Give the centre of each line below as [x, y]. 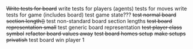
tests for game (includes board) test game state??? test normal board [91, 15]
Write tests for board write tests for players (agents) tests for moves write [96, 9]
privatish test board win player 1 [45, 40]
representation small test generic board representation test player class [94, 27]
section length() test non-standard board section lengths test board [89, 21]
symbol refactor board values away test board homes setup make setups [96, 34]
